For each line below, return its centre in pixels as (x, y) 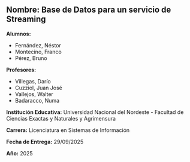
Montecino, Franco (38, 52)
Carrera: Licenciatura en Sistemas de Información (68, 130)
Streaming (26, 19)
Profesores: (21, 70)
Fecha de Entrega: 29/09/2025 (45, 142)
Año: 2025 (19, 153)
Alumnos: (19, 34)
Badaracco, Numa (37, 100)
